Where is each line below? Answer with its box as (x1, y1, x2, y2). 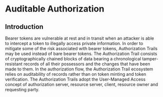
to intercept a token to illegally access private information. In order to (5, 41, 144, 46)
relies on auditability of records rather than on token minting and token (5, 71, 146, 77)
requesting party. (5, 87, 40, 92)
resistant (5, 61, 23, 67)
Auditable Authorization (5, 3, 105, 14)
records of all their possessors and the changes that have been (23, 61, 150, 67)
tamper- (142, 56, 159, 61)
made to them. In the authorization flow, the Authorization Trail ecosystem (5, 66, 153, 72)
